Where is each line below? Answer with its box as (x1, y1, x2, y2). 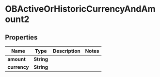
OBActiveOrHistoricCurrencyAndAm (5, 3, 156, 15)
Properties (5, 33, 38, 41)
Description (52, 48, 81, 54)
